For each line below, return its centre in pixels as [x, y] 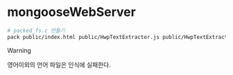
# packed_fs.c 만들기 [36, 31]
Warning [19, 50]
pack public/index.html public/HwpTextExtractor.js [83, 37]
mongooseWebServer [72, 12]
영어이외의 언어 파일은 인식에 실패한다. [59, 65]
